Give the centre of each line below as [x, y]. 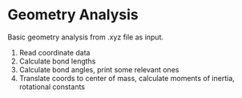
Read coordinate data [54, 52]
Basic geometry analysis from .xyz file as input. [86, 37]
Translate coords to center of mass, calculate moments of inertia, [127, 78]
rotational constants [52, 87]
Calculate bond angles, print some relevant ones [99, 69]
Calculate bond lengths [57, 61]
